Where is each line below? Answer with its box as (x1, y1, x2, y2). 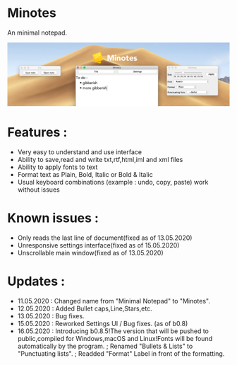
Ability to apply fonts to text (17, 163, 98, 171)
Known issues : (7, 210, 99, 226)
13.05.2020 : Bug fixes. (17, 311, 85, 320)
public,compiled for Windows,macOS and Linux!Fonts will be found (17, 334, 213, 342)
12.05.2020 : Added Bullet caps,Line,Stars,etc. (17, 304, 153, 313)
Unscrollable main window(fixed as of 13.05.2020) (17, 249, 164, 257)
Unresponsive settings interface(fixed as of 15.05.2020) (17, 241, 180, 250)
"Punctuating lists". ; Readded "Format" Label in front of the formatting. (17, 349, 225, 358)
